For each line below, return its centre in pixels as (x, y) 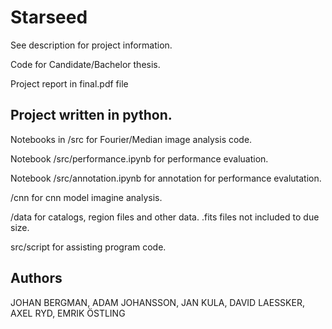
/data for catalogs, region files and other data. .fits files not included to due (165, 217)
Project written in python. (91, 115)
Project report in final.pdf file (69, 83)
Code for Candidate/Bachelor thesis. (85, 64)
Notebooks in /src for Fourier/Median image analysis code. (131, 139)
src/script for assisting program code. (88, 247)
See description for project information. (91, 45)
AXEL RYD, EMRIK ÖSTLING (68, 313)
